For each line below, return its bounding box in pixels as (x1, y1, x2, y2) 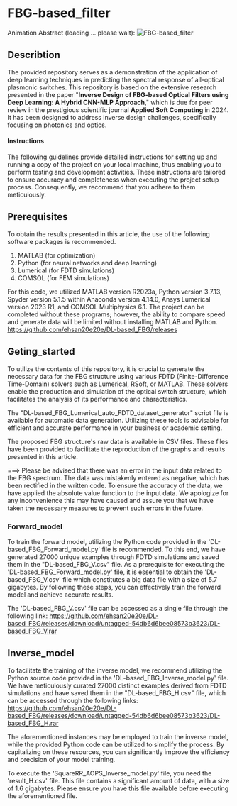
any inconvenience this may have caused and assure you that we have (7, 496, 214, 504)
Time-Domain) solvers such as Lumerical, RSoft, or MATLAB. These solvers (7, 380, 228, 388)
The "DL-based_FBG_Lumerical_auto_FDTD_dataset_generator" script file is (7, 408, 229, 416)
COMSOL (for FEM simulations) (17, 273, 110, 282)
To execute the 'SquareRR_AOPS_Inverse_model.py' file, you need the (7, 768, 212, 778)
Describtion (7, 49, 60, 61)
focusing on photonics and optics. (7, 121, 107, 129)
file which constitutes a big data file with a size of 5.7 (62, 575, 218, 583)
